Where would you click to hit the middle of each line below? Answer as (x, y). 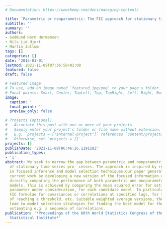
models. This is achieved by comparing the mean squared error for (81, 185)
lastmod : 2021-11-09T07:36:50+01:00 (43, 65)
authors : (14, 33)
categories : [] (21, 56)
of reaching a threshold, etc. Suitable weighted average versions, (82, 199)
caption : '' (22, 102)
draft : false (19, 75)
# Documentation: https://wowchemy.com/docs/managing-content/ (72, 10)
